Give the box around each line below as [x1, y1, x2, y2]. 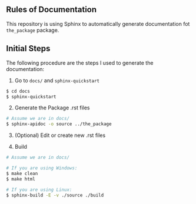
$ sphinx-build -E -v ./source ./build [6, 192, 104, 198]
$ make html [6, 176, 35, 182]
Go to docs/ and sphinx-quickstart [14, 76, 100, 84]
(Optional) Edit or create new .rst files [14, 132, 106, 139]
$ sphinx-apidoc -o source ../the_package [6, 121, 112, 127]
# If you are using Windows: [6, 165, 78, 171]
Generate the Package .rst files [14, 104, 90, 111]
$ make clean [6, 170, 38, 176]
